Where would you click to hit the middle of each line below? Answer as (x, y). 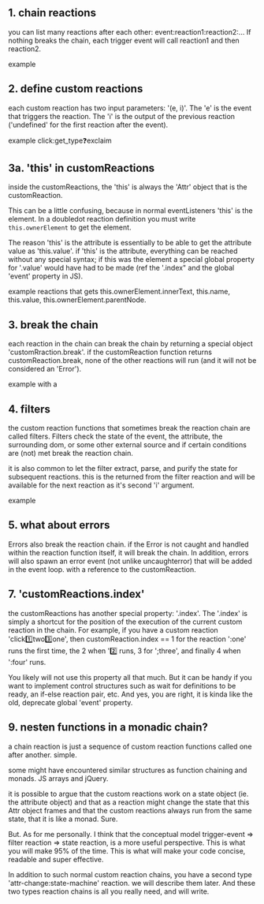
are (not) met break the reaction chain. (71, 454)
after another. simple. (43, 755)
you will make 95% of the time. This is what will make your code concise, (127, 850)
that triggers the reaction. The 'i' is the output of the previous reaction (121, 116)
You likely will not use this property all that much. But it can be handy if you (130, 677)
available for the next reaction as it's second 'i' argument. (101, 485)
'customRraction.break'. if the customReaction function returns (110, 352)
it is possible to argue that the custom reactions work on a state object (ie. (128, 794)
